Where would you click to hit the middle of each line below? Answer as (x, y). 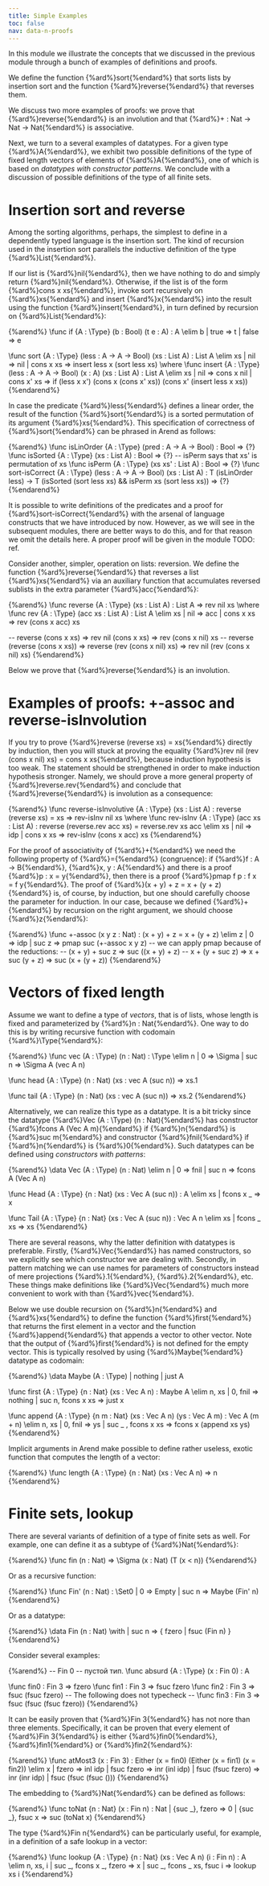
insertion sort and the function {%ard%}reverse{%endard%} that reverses (131, 86)
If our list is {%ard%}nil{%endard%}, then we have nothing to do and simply (134, 274)
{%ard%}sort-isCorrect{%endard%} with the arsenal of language (116, 514)
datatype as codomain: (46, 1360)
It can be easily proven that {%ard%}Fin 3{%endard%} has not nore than (129, 1719)
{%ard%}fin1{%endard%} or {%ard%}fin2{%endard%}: (100, 1745)
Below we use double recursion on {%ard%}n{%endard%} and (113, 1310)
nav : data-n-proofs (41, 31)
